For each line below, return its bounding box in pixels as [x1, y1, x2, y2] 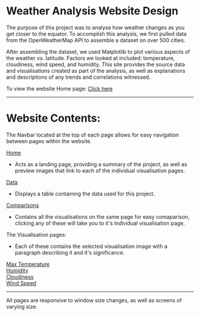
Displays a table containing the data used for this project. [14, 190, 155, 197]
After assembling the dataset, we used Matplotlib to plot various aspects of [6, 48, 190, 55]
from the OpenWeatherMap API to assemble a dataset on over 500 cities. [6, 36, 186, 44]
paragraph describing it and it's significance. [14, 249, 125, 256]
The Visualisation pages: [6, 231, 67, 238]
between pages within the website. [6, 137, 92, 144]
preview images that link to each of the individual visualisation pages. [14, 167, 186, 174]
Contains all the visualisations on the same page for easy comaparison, [14, 213, 190, 220]
